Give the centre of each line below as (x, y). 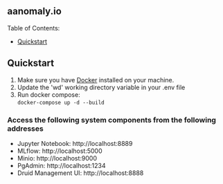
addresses (25, 129)
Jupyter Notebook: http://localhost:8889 (75, 143)
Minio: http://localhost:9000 (57, 158)
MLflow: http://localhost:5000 (60, 151)
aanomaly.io (35, 11)
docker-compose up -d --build (61, 102)
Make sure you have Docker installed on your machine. (96, 80)
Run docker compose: (49, 94)
